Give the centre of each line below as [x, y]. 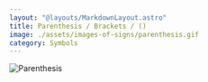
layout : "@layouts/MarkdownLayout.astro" [88, 18]
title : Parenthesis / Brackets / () [78, 26]
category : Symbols [44, 43]
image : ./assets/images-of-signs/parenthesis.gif [104, 34]
